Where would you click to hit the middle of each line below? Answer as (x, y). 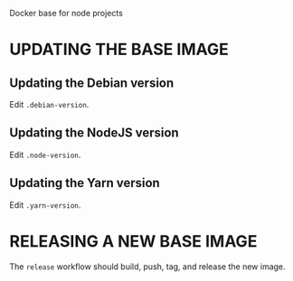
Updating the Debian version (92, 83)
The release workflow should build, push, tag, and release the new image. (148, 267)
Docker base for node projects (66, 13)
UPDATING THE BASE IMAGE (119, 50)
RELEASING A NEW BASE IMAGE (133, 241)
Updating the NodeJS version (94, 133)
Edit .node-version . (45, 155)
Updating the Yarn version (85, 183)
